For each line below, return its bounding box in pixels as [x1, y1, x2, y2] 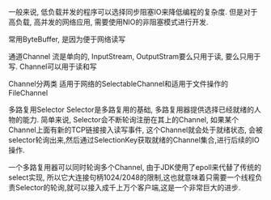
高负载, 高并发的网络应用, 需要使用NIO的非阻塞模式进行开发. [8, 17, 209, 27]
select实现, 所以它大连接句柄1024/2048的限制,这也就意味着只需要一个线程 [8, 172, 256, 182]
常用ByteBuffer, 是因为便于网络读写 [8, 35, 126, 44]
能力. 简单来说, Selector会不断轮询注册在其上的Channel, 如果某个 [22, 115, 239, 124]
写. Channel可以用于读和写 [8, 62, 97, 71]
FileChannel [8, 88, 49, 97]
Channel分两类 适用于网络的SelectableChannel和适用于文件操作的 [8, 79, 229, 88]
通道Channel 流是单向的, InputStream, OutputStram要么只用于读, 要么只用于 [8, 52, 261, 61]
